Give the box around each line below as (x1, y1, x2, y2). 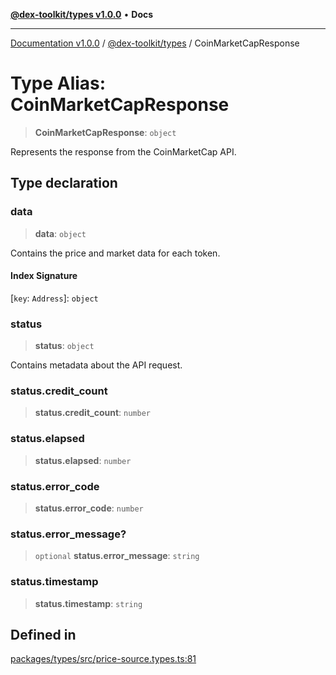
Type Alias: (10, 72, 107, 95)
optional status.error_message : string (34, 550, 200, 562)
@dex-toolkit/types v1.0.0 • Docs (10, 9, 154, 20)
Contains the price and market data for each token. (10, 247, 221, 259)
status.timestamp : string (34, 597, 143, 609)
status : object (34, 340, 95, 352)
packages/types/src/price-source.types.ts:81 (10, 653, 197, 665)
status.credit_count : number (34, 407, 151, 419)
